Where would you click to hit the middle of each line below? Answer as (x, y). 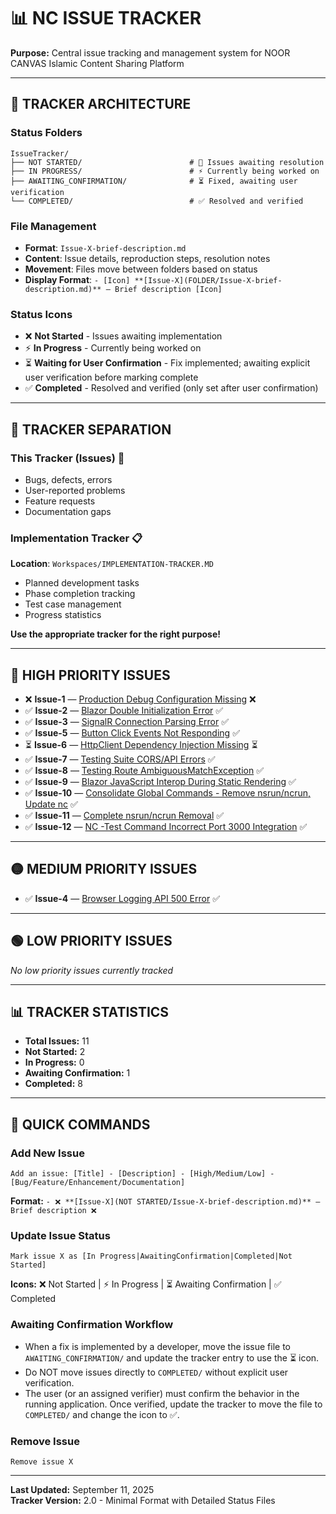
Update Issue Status (60, 1236)
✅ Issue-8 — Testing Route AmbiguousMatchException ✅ (144, 771)
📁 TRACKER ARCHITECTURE (101, 104)
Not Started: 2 (55, 1052)
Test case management (73, 604)
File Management (53, 226)
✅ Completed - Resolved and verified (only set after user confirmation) (171, 388)
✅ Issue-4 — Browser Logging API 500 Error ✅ (122, 898)
